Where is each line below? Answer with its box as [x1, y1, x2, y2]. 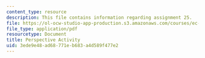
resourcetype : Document [6, 31, 67, 37]
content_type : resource [6, 8, 67, 15]
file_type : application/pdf [6, 25, 78, 32]
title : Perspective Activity [6, 37, 81, 43]
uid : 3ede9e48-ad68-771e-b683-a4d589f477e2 [6, 43, 119, 49]
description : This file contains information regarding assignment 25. [6, 14, 192, 21]
